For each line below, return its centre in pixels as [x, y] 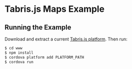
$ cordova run [19, 62]
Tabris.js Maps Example [54, 9]
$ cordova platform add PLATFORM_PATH [44, 57]
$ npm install [19, 53]
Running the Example [38, 27]
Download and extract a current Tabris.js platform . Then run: [66, 39]
